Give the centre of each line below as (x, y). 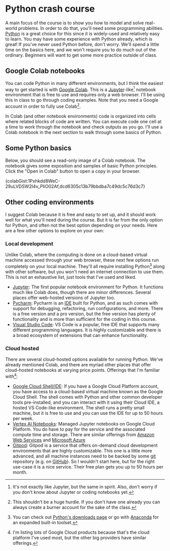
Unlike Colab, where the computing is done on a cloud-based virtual (76, 255)
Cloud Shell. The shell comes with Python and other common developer (87, 397)
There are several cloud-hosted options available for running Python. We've (84, 359)
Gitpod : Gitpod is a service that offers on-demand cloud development (85, 445)
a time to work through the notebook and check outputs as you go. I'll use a (84, 127)
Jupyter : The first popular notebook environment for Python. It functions (88, 287)
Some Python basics (38, 148)
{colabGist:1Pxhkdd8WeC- (33, 181)
